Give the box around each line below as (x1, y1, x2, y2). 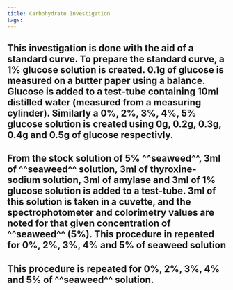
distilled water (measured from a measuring (7, 96, 202, 108)
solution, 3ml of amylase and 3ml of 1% (42, 174, 216, 186)
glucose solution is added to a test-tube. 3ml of (7, 185, 216, 197)
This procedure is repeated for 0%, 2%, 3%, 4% (7, 263, 220, 275)
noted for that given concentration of (7, 218, 171, 230)
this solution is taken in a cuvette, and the (7, 196, 191, 208)
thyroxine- (150, 164, 197, 176)
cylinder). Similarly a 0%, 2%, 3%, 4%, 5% (7, 107, 197, 119)
